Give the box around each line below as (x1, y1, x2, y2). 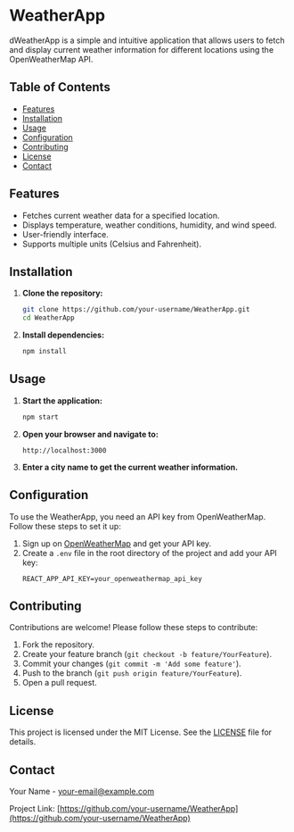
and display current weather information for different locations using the (9, 44, 274, 54)
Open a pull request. (21, 678, 98, 688)
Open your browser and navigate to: (21, 428, 159, 439)
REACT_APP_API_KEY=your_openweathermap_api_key (21, 574, 202, 583)
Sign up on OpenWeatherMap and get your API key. (21, 537, 212, 549)
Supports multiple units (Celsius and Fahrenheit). (21, 238, 202, 249)
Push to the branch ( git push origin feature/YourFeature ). (21, 668, 242, 678)
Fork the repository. (21, 639, 95, 650)
